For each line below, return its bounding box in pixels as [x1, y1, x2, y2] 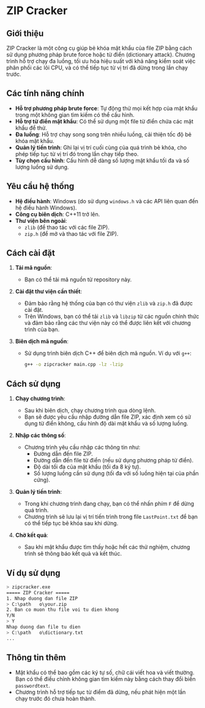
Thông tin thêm [6, 652, 66, 663]
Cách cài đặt [6, 248, 55, 259]
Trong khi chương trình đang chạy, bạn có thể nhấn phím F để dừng [24, 500, 195, 507]
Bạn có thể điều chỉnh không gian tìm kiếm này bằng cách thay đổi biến [15, 675, 196, 682]
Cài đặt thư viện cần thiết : [15, 288, 83, 295]
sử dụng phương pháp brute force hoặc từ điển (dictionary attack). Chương [6, 51, 195, 58]
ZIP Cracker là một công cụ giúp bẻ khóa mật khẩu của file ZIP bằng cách [6, 44, 192, 52]
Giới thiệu [6, 28, 44, 39]
